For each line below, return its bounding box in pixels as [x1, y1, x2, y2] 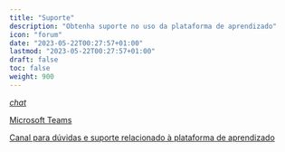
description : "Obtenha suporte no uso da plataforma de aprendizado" [9, 22, 278, 31]
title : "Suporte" [9, 13, 75, 23]
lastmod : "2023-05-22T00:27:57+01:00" [9, 47, 156, 56]
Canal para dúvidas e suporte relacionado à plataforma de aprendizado [9, 132, 276, 143]
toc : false [9, 64, 51, 73]
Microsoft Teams [9, 114, 72, 125]
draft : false [9, 55, 59, 64]
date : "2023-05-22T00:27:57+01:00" [9, 38, 144, 48]
